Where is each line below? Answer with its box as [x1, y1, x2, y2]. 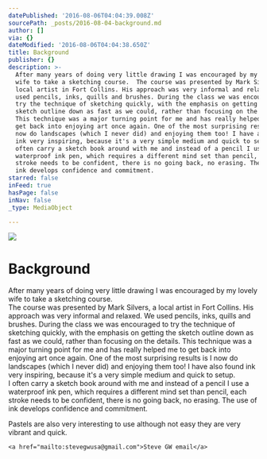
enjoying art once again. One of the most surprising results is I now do [8, 353, 238, 363]
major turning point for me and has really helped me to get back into [8, 345, 231, 354]
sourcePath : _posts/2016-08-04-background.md [8, 19, 161, 27]
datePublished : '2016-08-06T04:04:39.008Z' [8, 11, 155, 20]
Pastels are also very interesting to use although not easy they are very [8, 419, 241, 429]
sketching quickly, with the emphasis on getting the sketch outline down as [8, 328, 254, 337]
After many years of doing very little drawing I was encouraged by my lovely [8, 286, 258, 295]
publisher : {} [8, 56, 56, 64]
